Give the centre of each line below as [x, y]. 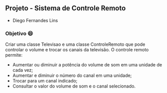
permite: [14, 55]
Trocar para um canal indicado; [45, 81]
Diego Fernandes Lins [35, 20]
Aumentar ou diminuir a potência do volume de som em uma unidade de [87, 65]
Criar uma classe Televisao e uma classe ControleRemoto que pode [75, 44]
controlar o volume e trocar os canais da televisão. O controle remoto [77, 50]
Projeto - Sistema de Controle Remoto [65, 8]
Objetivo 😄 [19, 33]
